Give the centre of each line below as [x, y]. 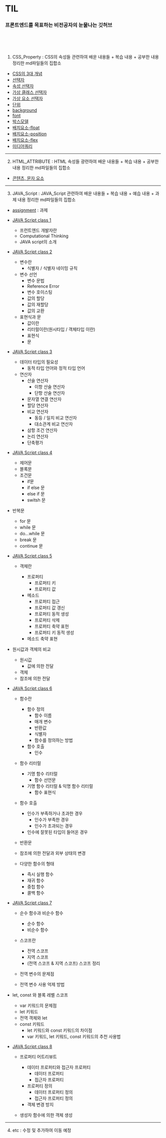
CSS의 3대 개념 [27, 74]
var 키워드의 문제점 [38, 1005]
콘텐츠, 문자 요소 [28, 178]
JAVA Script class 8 [32, 1047]
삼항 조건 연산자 [42, 430]
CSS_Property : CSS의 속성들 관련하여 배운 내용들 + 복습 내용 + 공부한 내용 [85, 57]
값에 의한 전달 [40, 666]
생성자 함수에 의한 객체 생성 [46, 1115]
